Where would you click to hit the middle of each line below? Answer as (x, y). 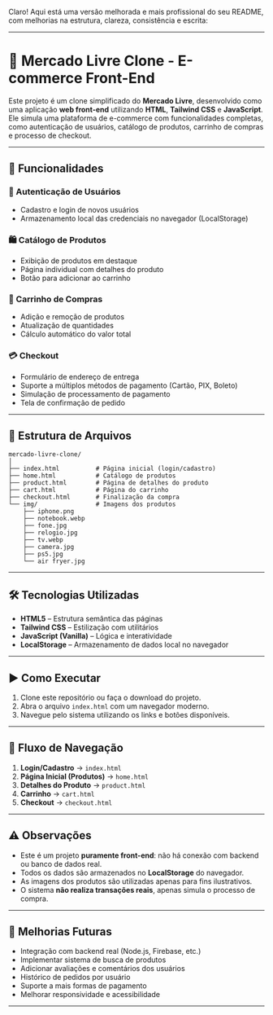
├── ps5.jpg (43, 554)
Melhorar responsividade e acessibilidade (90, 995)
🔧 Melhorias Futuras (60, 932)
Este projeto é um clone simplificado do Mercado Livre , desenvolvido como (135, 100)
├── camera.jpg (49, 547)
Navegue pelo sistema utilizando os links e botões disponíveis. (125, 714)
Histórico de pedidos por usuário (75, 978)
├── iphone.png (49, 512)
